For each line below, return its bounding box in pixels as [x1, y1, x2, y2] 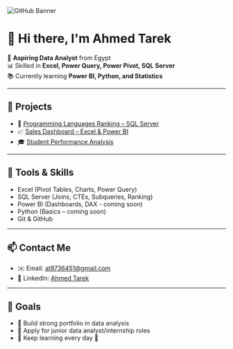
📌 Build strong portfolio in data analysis [17, 319, 130, 328]
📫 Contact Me [7, 242, 71, 253]
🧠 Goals [7, 301, 42, 312]
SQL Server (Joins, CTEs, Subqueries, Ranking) [17, 193, 153, 201]
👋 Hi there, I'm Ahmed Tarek [7, 31, 172, 46]
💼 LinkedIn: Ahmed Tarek [17, 274, 89, 283]
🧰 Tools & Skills [7, 167, 74, 179]
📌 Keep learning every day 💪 [17, 334, 99, 342]
